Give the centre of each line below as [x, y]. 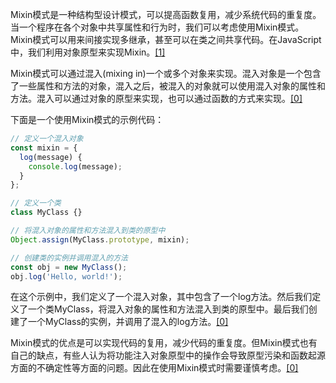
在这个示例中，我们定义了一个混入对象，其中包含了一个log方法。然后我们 [161, 297]
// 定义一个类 [36, 203]
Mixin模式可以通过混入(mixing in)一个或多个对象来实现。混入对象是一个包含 [166, 73]
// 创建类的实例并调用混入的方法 [69, 258]
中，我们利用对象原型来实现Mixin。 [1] [88, 52]
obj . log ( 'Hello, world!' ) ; [66, 276]
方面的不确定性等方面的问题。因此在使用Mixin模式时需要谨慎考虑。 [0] [154, 368]
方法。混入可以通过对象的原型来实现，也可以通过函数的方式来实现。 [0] [156, 98]
